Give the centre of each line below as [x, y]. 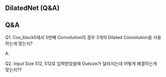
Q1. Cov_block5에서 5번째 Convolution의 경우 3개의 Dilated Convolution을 [79, 38]
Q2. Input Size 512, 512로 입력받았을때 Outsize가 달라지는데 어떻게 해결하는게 [81, 64]
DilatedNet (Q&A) [32, 8]
